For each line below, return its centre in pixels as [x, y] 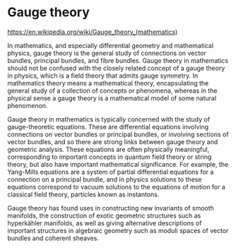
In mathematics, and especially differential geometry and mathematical [111, 45]
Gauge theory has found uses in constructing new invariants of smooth [111, 208]
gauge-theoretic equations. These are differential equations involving [108, 126]
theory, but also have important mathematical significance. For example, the [118, 164]
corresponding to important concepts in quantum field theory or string [110, 157]
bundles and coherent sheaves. [53, 238]
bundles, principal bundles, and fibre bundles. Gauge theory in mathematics [118, 60]
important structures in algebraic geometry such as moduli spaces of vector [118, 230]
